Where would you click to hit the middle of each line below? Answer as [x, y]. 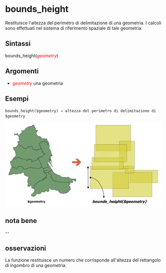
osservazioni [26, 248]
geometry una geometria [38, 83]
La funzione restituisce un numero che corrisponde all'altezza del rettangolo [83, 260]
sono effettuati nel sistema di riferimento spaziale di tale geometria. [74, 28]
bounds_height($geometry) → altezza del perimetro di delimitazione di [81, 111]
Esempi [17, 98]
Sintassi [18, 44]
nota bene [21, 221]
